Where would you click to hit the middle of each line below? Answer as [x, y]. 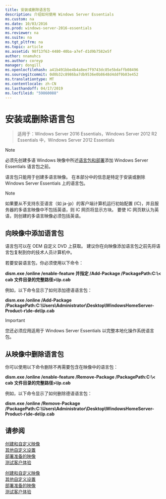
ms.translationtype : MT [30, 79]
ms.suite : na [19, 38]
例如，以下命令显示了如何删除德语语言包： [49, 393]
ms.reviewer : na [22, 33]
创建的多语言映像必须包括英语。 [51, 216]
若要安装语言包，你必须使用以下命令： [44, 263]
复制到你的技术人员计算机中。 [44, 252]
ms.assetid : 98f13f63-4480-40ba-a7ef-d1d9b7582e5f [58, 51]
